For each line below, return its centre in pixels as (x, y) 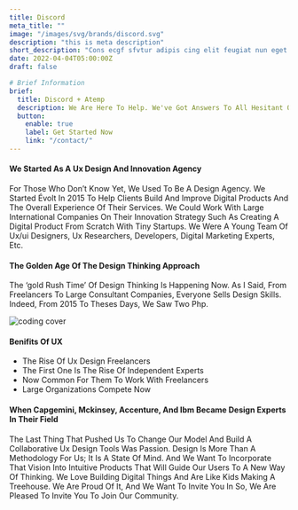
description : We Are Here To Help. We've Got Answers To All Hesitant (150, 107)
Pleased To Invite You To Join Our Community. (94, 495)
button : (31, 116)
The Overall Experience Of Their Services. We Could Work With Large (137, 208)
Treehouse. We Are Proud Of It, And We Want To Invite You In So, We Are (143, 486)
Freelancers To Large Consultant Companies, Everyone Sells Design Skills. (145, 294)
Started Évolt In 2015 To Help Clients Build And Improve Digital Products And (149, 198)
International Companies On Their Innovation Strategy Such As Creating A (144, 217)
